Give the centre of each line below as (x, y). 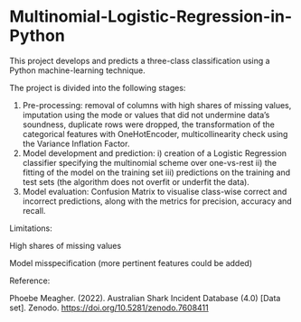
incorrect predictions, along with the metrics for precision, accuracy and (157, 201)
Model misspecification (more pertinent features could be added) (131, 262)
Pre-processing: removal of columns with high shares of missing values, (157, 105)
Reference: (30, 281)
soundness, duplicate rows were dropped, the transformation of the (149, 124)
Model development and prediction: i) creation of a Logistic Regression (155, 153)
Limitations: (31, 228)
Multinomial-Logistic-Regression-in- (151, 17)
